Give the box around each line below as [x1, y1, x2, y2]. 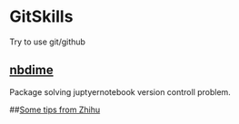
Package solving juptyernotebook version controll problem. [9, 86, 232, 97]
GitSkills [9, 6, 74, 27]
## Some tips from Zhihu [9, 104, 101, 115]
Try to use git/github [9, 36, 86, 47]
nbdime [9, 62, 54, 78]
